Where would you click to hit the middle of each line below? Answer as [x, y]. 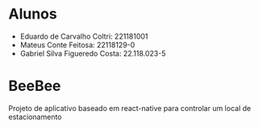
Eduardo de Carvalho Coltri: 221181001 [84, 36]
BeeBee [35, 86]
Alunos [33, 14]
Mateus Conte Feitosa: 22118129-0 [77, 44]
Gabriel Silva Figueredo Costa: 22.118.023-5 [93, 53]
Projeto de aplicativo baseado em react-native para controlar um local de [130, 108]
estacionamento [35, 117]
